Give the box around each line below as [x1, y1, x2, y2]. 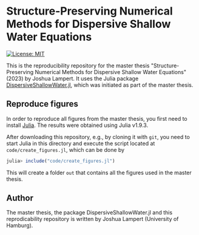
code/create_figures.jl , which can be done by [6, 146, 125, 153]
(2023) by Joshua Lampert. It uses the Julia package [6, 75, 139, 82]
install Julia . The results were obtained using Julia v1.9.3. [6, 121, 149, 129]
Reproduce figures [6, 99, 79, 109]
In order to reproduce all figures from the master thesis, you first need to [6, 115, 187, 122]
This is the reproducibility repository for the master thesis [6, 62, 150, 69]
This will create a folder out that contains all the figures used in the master [6, 169, 192, 176]
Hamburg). [6, 222, 33, 229]
